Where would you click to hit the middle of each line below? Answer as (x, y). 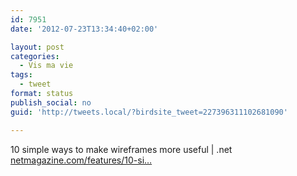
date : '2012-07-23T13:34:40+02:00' (84, 29)
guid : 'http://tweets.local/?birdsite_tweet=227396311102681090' (149, 112)
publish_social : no (51, 102)
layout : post (37, 47)
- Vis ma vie (46, 66)
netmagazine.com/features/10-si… (81, 160)
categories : (35, 56)
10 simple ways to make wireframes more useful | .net (121, 149)
